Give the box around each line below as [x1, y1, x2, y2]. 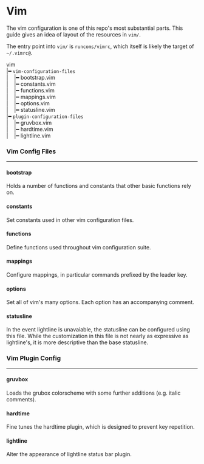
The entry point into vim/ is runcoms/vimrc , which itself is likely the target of [6, 43, 194, 50]
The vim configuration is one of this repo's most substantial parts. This [6, 24, 183, 32]
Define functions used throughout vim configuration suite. [6, 243, 151, 251]
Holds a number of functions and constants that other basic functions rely [6, 182, 191, 190]
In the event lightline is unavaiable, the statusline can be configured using [6, 326, 190, 333]
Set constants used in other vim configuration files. [6, 216, 134, 223]
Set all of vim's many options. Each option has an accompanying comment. [6, 299, 194, 306]
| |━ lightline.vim [6, 132, 51, 139]
